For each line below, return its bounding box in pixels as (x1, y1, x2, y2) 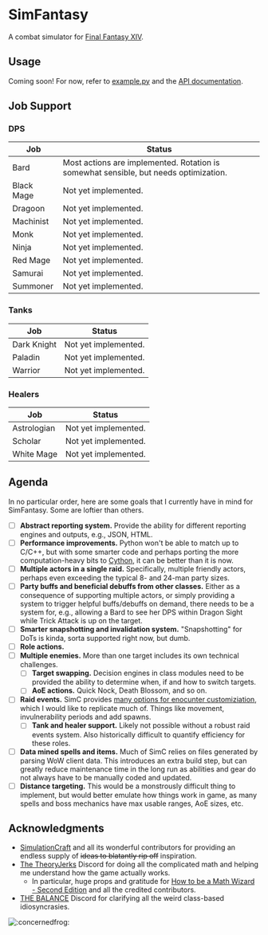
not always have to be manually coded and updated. (19, 772, 192, 782)
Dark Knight (12, 339, 57, 350)
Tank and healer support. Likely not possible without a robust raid (31, 721, 250, 730)
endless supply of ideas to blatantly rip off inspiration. (19, 851, 197, 861)
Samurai (12, 268, 44, 279)
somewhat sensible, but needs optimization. (62, 167, 227, 179)
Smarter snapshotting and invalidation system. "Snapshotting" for (19, 624, 242, 634)
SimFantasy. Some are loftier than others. (8, 505, 144, 515)
